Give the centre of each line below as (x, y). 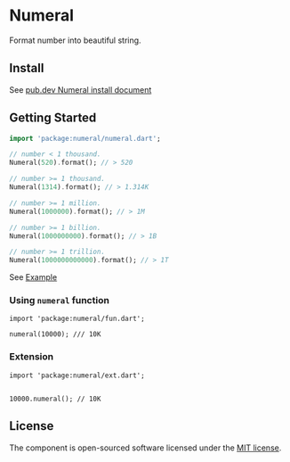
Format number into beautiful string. (75, 40)
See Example (33, 277)
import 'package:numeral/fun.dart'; (77, 319)
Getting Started (53, 118)
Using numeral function (59, 301)
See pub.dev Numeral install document (81, 89)
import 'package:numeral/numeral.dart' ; (85, 138)
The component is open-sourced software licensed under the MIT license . (145, 448)
